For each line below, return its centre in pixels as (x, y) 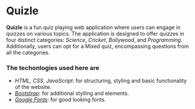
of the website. (33, 87)
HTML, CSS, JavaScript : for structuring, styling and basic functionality (101, 81)
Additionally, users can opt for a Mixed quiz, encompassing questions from (97, 46)
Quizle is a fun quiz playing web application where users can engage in (93, 27)
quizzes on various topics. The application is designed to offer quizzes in (95, 33)
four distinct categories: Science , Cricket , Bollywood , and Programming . (94, 40)
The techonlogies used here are (53, 68)
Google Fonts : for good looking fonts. (60, 100)
